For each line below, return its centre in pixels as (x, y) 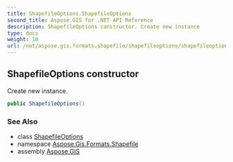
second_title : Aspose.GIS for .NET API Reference (80, 20)
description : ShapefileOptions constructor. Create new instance (103, 26)
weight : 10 (23, 40)
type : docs (23, 33)
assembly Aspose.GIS (48, 151)
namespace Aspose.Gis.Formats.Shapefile (78, 144)
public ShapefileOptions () (46, 104)
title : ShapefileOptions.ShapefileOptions (69, 14)
